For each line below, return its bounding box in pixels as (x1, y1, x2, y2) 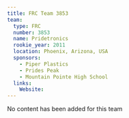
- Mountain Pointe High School (19, 73, 109, 80)
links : (13, 80, 32, 87)
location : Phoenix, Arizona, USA (13, 48, 109, 55)
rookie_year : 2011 (13, 42, 66, 48)
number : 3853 (13, 29, 51, 36)
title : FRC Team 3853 (7, 10, 69, 17)
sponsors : (13, 55, 41, 61)
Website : (19, 86, 44, 93)
